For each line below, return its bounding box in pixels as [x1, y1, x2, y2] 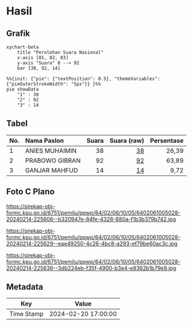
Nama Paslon [25, 136, 65, 145]
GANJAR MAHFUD [25, 166, 78, 174]
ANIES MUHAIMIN [25, 146, 77, 155]
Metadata [6, 282, 43, 292]
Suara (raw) [109, 136, 145, 145]
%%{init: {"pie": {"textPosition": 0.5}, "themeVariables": [6, 76, 161, 82]
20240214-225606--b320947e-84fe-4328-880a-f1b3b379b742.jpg [6, 215, 176, 222]
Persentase [150, 136, 184, 145]
